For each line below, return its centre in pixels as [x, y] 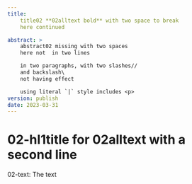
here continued [43, 27]
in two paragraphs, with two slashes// [79, 66]
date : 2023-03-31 [33, 105]
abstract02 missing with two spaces [74, 47]
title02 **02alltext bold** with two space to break [100, 21]
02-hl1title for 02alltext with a [96, 140]
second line [43, 155]
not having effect [47, 79]
